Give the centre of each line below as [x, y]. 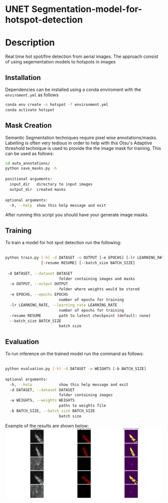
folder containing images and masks [97, 279]
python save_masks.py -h [31, 168]
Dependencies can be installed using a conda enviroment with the [73, 89]
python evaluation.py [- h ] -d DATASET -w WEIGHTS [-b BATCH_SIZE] [76, 369]
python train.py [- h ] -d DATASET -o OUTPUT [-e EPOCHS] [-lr [70, 258]
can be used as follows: [29, 153]
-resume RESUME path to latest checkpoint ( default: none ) [80, 316]
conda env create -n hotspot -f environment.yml [57, 104]
